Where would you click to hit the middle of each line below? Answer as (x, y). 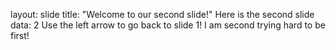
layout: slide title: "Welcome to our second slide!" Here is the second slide (162, 14)
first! (20, 35)
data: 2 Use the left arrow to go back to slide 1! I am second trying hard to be (168, 25)
